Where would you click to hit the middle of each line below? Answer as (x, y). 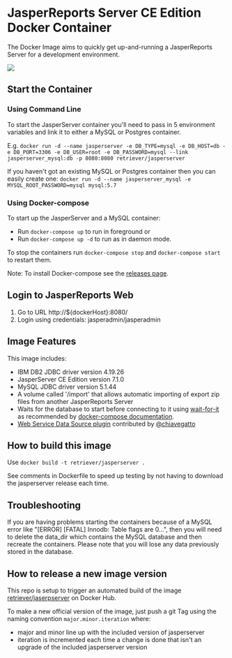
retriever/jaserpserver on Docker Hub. (62, 597)
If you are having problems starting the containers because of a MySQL (110, 522)
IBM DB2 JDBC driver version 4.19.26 (70, 372)
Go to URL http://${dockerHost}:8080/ (72, 312)
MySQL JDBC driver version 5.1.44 (67, 387)
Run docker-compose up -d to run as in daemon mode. (94, 239)
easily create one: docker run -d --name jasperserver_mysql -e (99, 179)
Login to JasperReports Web (70, 296)
